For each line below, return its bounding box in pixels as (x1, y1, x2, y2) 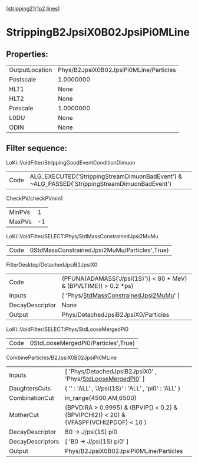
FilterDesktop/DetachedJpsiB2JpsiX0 (6, 261, 98, 268)
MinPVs (9, 208, 31, 216)
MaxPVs (9, 218, 32, 226)
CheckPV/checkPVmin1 (6, 195, 63, 202)
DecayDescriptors (9, 437, 60, 445)
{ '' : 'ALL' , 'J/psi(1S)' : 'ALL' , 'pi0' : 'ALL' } (64, 384, 181, 392)
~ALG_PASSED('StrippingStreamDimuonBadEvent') (29, 179, 172, 188)
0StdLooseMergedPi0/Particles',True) (29, 339, 136, 347)
